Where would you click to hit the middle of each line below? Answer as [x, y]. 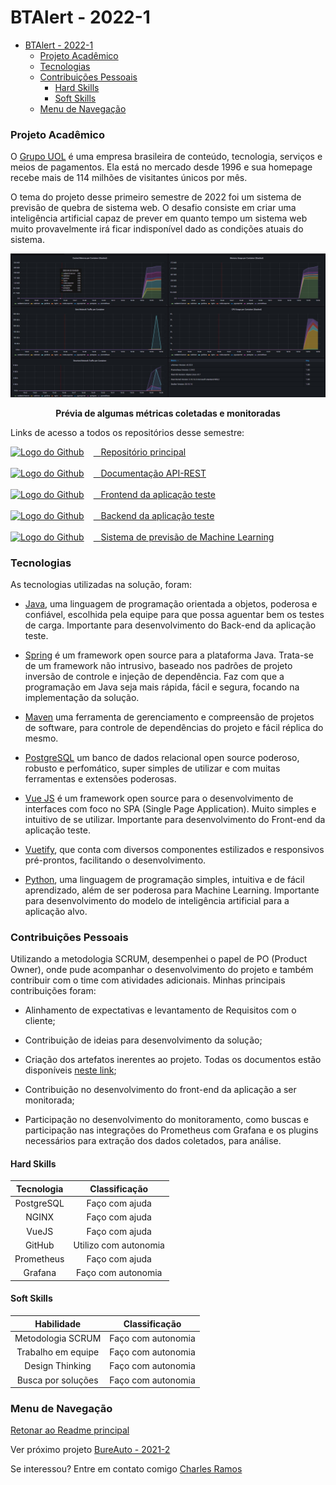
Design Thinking [58, 1366]
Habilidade [58, 1323]
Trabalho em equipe [58, 1352]
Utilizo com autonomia [119, 1245]
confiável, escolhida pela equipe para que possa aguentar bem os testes [174, 614]
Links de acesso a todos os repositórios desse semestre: [127, 432]
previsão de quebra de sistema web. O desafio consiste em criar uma [153, 208]
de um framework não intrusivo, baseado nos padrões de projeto [158, 665]
